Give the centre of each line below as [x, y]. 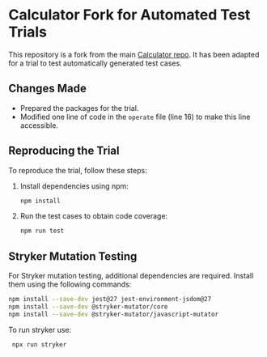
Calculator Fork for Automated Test [129, 15]
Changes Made [47, 89]
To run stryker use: [40, 329]
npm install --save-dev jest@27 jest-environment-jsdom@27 [110, 300]
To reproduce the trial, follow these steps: [78, 170]
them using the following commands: [70, 284]
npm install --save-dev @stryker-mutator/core [88, 307]
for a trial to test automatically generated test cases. [95, 63]
